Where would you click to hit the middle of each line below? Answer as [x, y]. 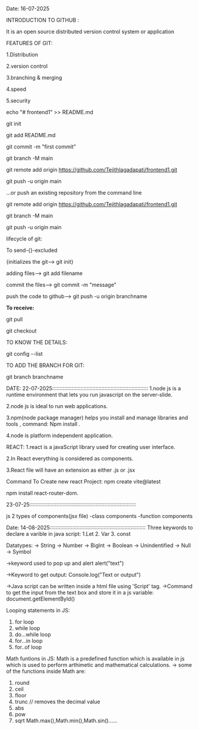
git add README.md [31, 135]
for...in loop [29, 641]
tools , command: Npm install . [43, 424]
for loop [24, 622]
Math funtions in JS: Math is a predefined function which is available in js [96, 658]
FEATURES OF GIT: [29, 43]
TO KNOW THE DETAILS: [37, 342]
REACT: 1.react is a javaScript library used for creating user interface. [91, 447]
